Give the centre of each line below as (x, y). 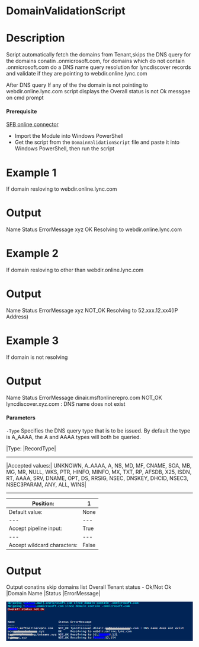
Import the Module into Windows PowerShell (69, 136)
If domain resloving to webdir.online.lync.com (62, 189)
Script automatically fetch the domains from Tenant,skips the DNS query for (99, 55)
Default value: (25, 512)
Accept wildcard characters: (43, 545)
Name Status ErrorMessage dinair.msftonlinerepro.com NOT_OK (84, 397)
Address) (17, 317)
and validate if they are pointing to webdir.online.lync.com (77, 74)
